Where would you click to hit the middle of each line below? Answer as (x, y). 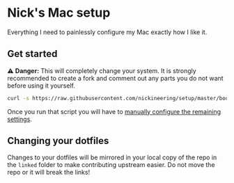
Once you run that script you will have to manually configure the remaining (114, 111)
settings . (20, 119)
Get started (32, 54)
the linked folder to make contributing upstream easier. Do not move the (111, 165)
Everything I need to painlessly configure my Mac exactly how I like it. (107, 32)
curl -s (18, 98)
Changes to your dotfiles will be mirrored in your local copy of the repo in (112, 157)
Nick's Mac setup (59, 13)
